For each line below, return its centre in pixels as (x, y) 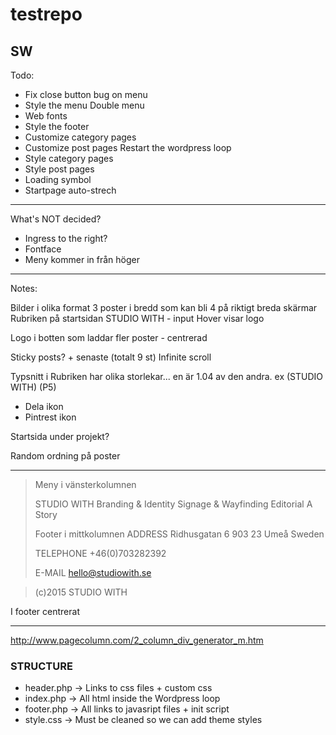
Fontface (43, 249)
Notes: (24, 288)
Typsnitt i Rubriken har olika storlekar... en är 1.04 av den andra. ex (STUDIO (167, 376)
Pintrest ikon (50, 417)
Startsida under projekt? (60, 436)
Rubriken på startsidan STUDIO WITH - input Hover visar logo (137, 318)
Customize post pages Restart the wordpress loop (128, 147)
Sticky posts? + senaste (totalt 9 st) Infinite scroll (111, 357)
